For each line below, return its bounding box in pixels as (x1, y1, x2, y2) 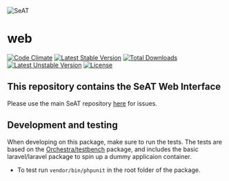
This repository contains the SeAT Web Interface (7, 81, 221, 93)
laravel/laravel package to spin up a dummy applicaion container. (7, 152, 192, 160)
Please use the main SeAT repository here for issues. (7, 99, 157, 107)
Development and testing (7, 120, 119, 131)
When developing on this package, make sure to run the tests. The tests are (7, 137, 223, 146)
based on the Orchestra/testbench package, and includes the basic (7, 145, 199, 153)
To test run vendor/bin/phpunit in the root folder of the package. (17, 166, 201, 174)
